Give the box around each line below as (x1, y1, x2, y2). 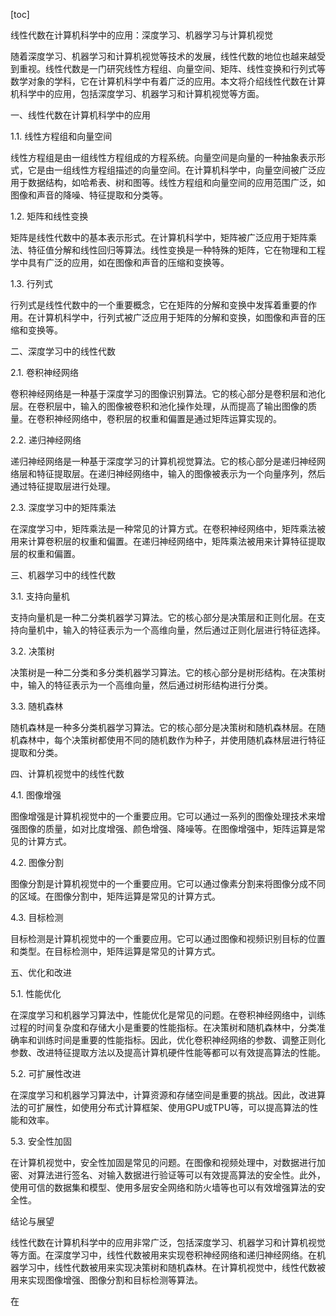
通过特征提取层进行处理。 (10, 480, 116, 492)
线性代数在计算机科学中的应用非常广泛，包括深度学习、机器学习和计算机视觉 (10, 1237, 326, 1248)
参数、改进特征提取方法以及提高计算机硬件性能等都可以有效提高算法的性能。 (10, 1047, 326, 1058)
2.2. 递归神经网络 (10, 434, 82, 446)
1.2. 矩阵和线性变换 (10, 210, 89, 222)
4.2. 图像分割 (10, 857, 65, 868)
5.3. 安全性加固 (10, 1135, 72, 1147)
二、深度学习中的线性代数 (10, 345, 116, 357)
